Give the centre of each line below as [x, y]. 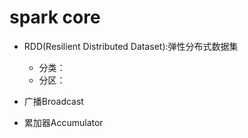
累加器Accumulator [63, 122]
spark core [55, 17]
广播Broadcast [53, 101]
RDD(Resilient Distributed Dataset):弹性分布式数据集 [131, 46]
